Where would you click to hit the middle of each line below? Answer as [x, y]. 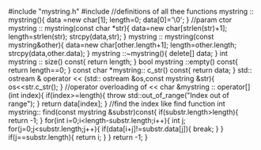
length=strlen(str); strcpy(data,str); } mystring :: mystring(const [111, 36]
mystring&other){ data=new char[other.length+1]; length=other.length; [123, 45]
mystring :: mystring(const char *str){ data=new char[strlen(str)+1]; [118, 28]
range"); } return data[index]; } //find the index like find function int [117, 103]
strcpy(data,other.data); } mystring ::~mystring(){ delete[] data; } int [118, 53]
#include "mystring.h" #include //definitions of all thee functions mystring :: [131, 11]
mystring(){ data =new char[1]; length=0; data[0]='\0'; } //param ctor [120, 20]
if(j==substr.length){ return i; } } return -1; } [78, 137]
